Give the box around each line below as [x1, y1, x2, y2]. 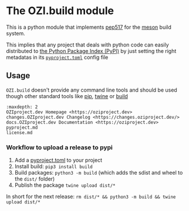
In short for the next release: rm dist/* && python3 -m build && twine [6, 193, 176, 200]
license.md [6, 129, 33, 136]
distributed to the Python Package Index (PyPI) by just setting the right [6, 47, 177, 54]
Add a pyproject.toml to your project [14, 157, 103, 164]
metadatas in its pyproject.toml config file [6, 53, 109, 61]
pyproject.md [6, 125, 38, 130]
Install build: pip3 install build [14, 163, 93, 170]
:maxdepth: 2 [6, 104, 38, 110]
